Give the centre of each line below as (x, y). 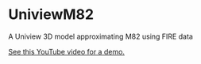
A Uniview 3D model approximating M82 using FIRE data (100, 36)
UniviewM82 (51, 15)
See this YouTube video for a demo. (67, 51)
